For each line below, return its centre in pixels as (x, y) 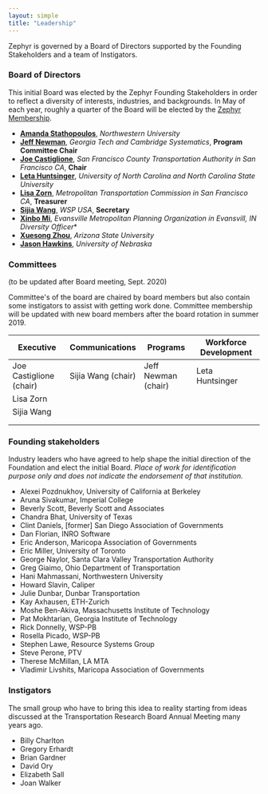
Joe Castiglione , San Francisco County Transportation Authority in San (138, 159)
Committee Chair (49, 150)
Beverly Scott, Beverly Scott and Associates (92, 509)
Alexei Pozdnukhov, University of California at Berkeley (110, 491)
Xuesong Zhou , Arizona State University (87, 235)
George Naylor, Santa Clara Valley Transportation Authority (116, 559)
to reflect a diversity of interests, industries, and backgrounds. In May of (127, 101)
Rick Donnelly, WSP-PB (58, 627)
